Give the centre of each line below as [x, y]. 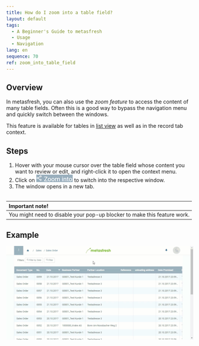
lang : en [17, 51]
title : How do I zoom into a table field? [59, 12]
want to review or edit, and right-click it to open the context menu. [96, 172]
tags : [13, 25]
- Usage [21, 38]
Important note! [29, 206]
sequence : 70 [22, 56]
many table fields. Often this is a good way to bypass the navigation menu [97, 108]
